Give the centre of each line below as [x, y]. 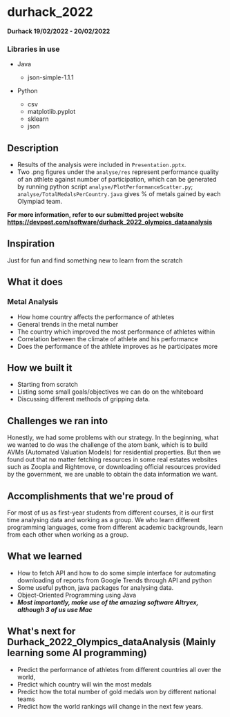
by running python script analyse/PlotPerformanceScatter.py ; [105, 187]
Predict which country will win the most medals [84, 684]
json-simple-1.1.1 [50, 77]
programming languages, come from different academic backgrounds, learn [115, 527]
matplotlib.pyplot [51, 112]
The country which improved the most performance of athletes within [116, 332]
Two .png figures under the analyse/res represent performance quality [118, 172]
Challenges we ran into [58, 421]
